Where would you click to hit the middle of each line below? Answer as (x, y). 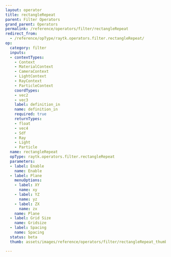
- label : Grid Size (31, 218)
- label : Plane (26, 176)
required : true (31, 114)
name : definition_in (36, 109)
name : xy (28, 190)
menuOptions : (28, 180)
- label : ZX (27, 204)
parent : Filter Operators (33, 19)
